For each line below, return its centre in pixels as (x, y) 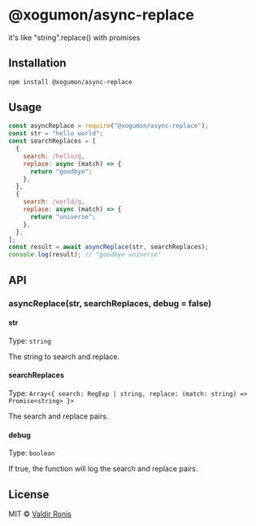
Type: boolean (32, 453)
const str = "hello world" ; (56, 134)
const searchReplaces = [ (52, 141)
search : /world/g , (54, 202)
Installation (37, 63)
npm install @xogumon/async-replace (70, 82)
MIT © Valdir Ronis (40, 514)
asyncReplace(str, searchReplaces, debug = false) (110, 303)
